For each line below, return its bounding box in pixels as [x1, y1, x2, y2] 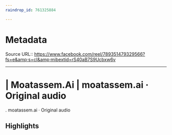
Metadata [5, 34, 47, 46]
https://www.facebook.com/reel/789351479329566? [34, 51, 145, 57]
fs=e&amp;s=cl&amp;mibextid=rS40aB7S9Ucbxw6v [5, 56, 116, 62]
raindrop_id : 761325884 [5, 7, 56, 13]
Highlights [5, 121, 39, 130]
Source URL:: [5, 51, 33, 57]
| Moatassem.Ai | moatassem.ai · [5, 79, 149, 91]
